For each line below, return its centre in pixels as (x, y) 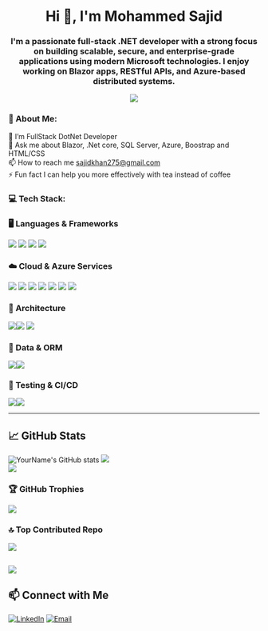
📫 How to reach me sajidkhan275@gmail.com (85, 162)
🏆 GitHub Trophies (46, 489)
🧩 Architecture (37, 309)
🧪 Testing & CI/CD (43, 385)
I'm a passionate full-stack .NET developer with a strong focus (134, 42)
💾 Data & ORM (35, 347)
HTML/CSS (27, 153)
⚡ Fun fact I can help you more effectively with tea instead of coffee (120, 174)
